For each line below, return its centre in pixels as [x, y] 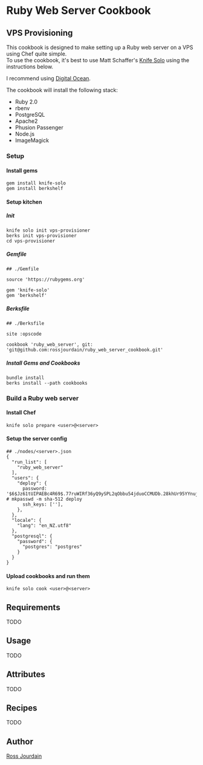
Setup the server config [37, 438]
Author [20, 741]
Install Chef [21, 412]
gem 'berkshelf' [27, 295]
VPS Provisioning [40, 33]
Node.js [25, 134]
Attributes [26, 675]
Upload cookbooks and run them [48, 576]
